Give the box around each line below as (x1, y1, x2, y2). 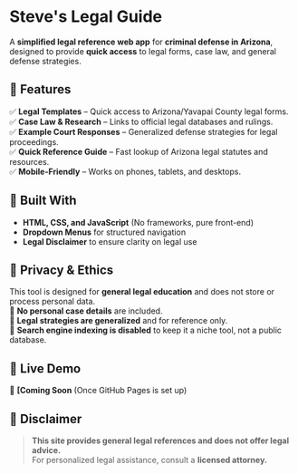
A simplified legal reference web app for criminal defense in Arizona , (9, 36, 274, 47)
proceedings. (9, 136, 59, 147)
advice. (31, 445, 62, 455)
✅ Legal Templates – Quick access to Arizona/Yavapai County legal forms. (9, 106, 289, 117)
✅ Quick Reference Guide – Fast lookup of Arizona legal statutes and (9, 146, 269, 157)
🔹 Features (9, 82, 72, 97)
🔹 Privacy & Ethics (9, 262, 114, 277)
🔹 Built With (9, 193, 77, 208)
